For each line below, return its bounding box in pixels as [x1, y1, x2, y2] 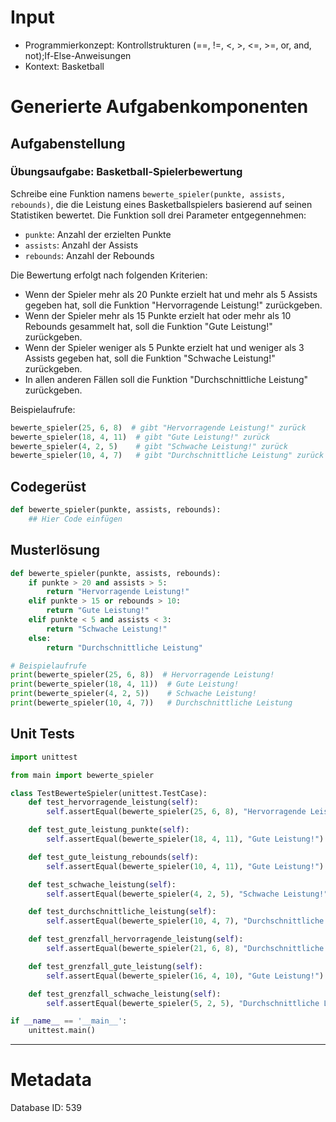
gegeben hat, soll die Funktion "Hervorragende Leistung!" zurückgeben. [24, 299, 323, 311]
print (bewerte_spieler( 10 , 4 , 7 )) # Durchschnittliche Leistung [10, 698, 293, 708]
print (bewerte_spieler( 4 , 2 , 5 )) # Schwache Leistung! [10, 689, 257, 699]
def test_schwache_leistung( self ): [28, 879, 177, 890]
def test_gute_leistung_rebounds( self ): [28, 852, 199, 862]
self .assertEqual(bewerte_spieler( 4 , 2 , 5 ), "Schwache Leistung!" [46, 889, 329, 899]
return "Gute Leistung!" [46, 606, 150, 616]
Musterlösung [10, 542, 101, 559]
